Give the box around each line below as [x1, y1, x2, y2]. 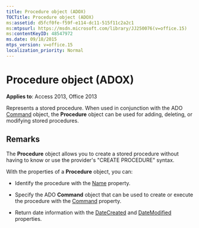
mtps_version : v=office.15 [6, 42, 73, 48]
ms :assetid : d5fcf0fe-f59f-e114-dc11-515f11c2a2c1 [6, 20, 134, 26]
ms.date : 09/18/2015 [6, 36, 58, 42]
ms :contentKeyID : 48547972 [6, 31, 73, 37]
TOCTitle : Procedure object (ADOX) [6, 14, 94, 20]
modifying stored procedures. [6, 117, 79, 124]
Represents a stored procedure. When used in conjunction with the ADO [6, 104, 183, 111]
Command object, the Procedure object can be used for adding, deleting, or [6, 111, 193, 118]
